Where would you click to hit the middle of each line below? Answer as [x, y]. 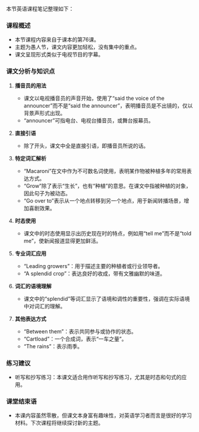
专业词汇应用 [30, 253]
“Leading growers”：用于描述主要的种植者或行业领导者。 [93, 266]
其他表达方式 [30, 319]
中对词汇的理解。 [45, 306]
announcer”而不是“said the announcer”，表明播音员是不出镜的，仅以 [108, 105]
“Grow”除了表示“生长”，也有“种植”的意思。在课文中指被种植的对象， [107, 185]
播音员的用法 [30, 86]
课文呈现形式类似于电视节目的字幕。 [59, 55]
